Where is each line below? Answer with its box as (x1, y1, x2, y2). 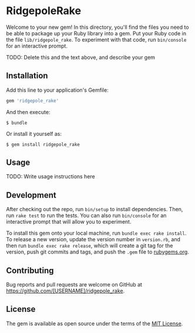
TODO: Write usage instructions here (6, 173, 95, 180)
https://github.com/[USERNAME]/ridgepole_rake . (6, 287, 125, 295)
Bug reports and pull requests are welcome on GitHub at (6, 281, 143, 288)
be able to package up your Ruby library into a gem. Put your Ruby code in (6, 29, 187, 36)
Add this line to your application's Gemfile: (6, 86, 109, 94)
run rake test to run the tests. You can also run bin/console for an (6, 212, 167, 219)
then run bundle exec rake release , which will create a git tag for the (6, 242, 173, 249)
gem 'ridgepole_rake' (6, 98, 59, 104)
